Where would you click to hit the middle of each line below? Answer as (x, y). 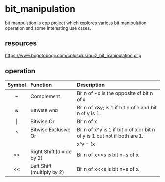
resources (21, 44)
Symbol (17, 85)
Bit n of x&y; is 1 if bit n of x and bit (117, 107)
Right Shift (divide (51, 151)
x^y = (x (86, 144)
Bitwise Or (42, 121)
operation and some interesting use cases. (48, 28)
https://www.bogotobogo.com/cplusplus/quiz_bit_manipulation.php (73, 55)
